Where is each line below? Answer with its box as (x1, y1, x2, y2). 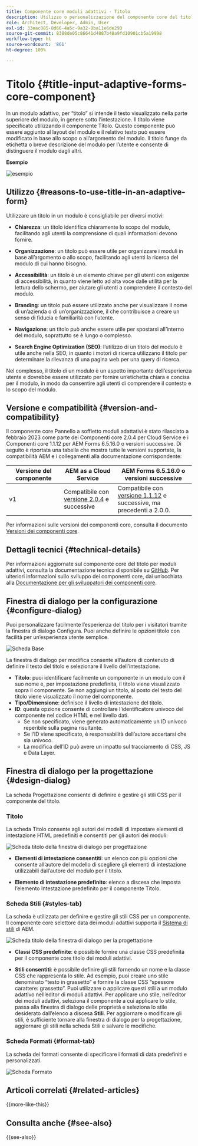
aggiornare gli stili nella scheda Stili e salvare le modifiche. (14, 1022, 157, 1029)
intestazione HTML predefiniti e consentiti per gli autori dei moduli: (6, 832, 168, 839)
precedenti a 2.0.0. (117, 506, 171, 515)
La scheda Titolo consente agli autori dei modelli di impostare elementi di (6, 826, 184, 833)
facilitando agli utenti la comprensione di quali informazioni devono (14, 229, 178, 236)
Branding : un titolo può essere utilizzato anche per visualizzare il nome (14, 301, 187, 308)
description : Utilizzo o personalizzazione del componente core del (6, 14, 178, 20)
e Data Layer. (23, 749, 56, 756)
